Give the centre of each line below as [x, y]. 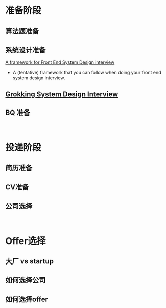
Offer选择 [26, 241]
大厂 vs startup [30, 261]
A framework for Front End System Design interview [60, 62]
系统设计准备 [26, 50]
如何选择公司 [26, 280]
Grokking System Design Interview [62, 94]
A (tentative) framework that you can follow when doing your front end [87, 73]
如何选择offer [27, 299]
